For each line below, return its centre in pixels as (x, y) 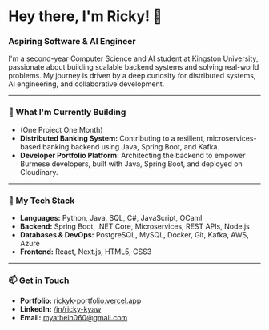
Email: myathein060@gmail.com (74, 318)
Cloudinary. (39, 172)
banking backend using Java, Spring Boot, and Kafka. (131, 146)
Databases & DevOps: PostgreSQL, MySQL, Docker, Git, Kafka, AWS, (134, 235)
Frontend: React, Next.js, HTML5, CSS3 (86, 252)
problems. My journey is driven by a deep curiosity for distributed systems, (132, 76)
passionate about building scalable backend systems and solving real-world (134, 67)
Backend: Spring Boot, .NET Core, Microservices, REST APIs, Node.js (134, 226)
